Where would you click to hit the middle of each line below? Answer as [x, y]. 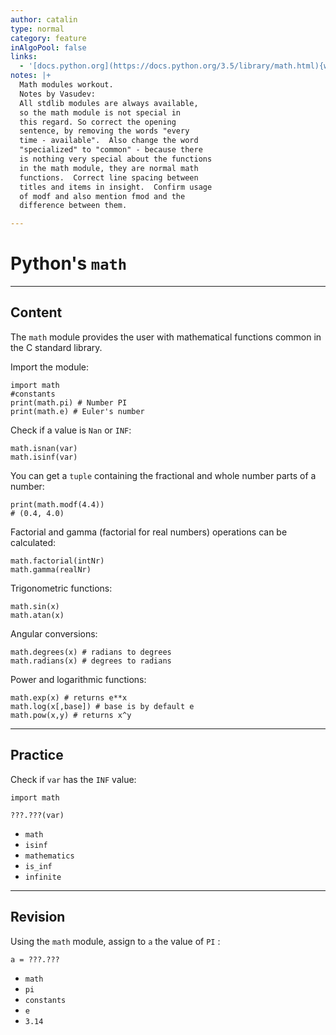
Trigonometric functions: [61, 588]
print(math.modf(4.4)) [57, 504]
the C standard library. [56, 347]
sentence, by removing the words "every [104, 131]
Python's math [69, 263]
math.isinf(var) [44, 457]
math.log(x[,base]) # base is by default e [102, 706]
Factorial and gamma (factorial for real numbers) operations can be [149, 532]
